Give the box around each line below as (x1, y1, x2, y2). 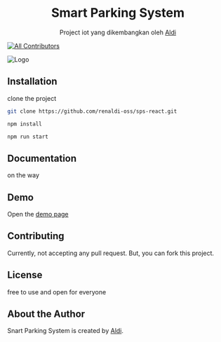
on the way (7, 171, 40, 179)
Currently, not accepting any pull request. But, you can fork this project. (7, 249, 215, 257)
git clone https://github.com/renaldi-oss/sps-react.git (7, 107, 178, 115)
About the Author (7, 308, 86, 320)
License (7, 269, 43, 281)
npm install (7, 121, 42, 128)
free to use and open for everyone (7, 287, 107, 296)
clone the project (7, 94, 57, 102)
